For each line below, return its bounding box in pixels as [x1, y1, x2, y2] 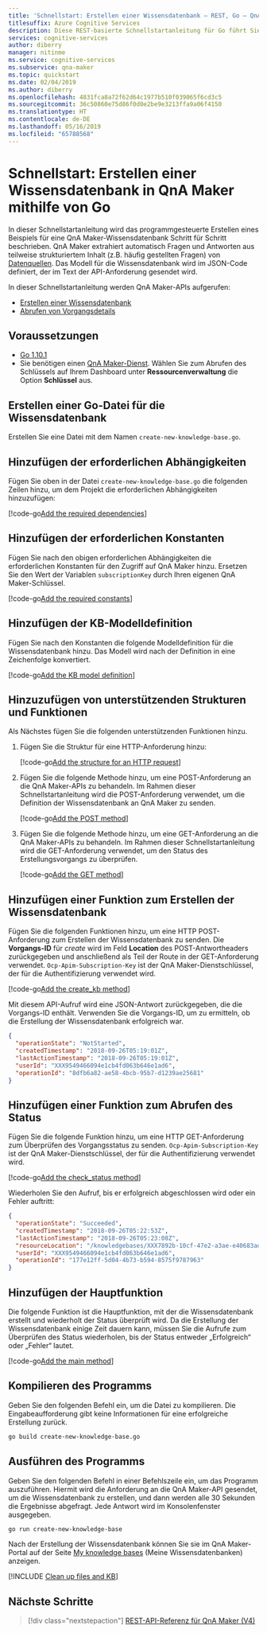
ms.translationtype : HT [8, 108, 87, 116]
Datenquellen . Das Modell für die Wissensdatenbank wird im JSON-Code [8, 258, 248, 267]
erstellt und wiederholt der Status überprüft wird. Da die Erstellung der [8, 1315, 239, 1325]
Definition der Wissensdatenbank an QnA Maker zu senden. [19, 798, 216, 808]
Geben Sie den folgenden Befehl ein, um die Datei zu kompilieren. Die [8, 1400, 236, 1409]
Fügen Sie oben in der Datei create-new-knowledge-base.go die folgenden [8, 477, 248, 485]
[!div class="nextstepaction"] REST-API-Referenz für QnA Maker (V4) [27, 1616, 256, 1626]
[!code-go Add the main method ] [8, 1356, 114, 1366]
